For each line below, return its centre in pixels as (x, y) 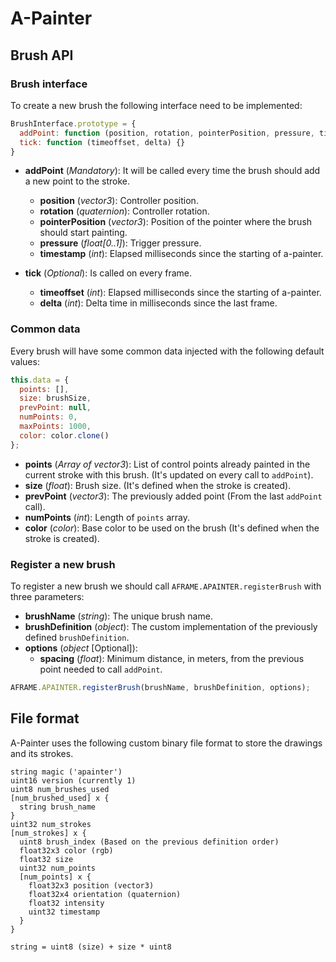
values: (25, 361)
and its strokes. (42, 753)
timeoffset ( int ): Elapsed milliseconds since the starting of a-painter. (180, 293)
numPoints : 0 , (48, 417)
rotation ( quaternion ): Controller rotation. (124, 211)
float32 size (46, 859)
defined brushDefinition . (77, 637)
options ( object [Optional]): (81, 648)
